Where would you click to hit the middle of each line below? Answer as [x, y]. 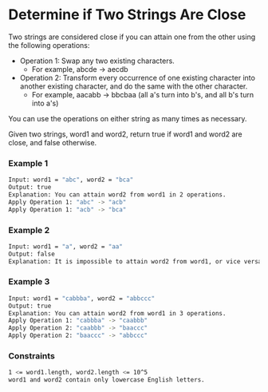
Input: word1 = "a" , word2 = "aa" [66, 246]
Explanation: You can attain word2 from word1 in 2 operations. [117, 194]
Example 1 [28, 163]
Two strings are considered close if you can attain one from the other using [132, 37]
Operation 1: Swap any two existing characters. [97, 61]
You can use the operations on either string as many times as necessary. [128, 118]
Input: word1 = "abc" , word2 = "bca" [71, 180]
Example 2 [29, 230]
